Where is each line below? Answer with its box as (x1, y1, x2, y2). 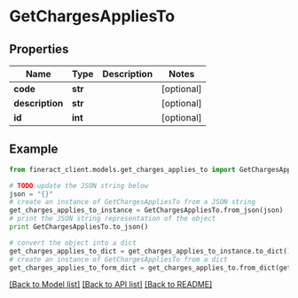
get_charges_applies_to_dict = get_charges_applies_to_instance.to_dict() (9, 247, 292, 255)
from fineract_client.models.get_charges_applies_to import (9, 165, 237, 174)
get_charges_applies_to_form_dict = (9, 263, 145, 272)
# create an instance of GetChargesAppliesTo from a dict (9, 255, 228, 263)
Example (9, 142, 59, 157)
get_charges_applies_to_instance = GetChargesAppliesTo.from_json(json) (9, 206, 284, 215)
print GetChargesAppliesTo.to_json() (9, 223, 149, 231)
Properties (9, 42, 69, 57)
